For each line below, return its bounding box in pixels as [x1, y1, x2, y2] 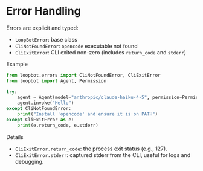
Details [6, 133, 24, 140]
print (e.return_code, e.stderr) [17, 122, 98, 128]
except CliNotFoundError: [6, 106, 71, 112]
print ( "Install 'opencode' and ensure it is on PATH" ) [17, 111, 158, 117]
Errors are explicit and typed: [6, 24, 79, 31]
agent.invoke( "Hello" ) [17, 100, 74, 106]
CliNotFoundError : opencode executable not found [14, 42, 138, 50]
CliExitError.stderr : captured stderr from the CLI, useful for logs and [14, 151, 191, 158]
